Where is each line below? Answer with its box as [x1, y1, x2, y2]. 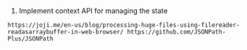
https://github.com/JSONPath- [127, 28, 226, 36]
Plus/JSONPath [7, 35, 54, 43]
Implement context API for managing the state [18, 6, 168, 16]
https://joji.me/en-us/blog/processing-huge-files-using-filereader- [7, 21, 241, 30]
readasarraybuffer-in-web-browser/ [7, 28, 124, 36]
